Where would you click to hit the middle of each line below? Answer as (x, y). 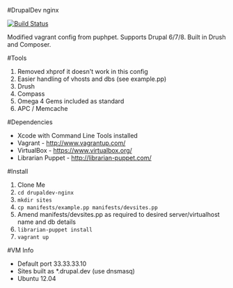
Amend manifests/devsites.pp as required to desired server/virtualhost (119, 214)
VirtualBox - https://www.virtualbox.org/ (74, 150)
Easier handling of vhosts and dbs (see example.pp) (92, 79)
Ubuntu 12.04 (37, 279)
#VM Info (21, 250)
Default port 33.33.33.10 (52, 264)
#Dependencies (30, 122)
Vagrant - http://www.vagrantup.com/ (71, 143)
